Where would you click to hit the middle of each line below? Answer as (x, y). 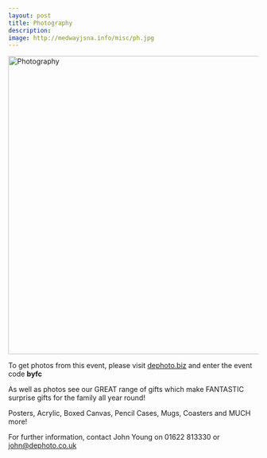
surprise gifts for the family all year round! (77, 398)
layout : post (30, 16)
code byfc (25, 374)
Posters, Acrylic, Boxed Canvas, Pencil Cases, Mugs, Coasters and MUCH (130, 413)
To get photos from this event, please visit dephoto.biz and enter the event (130, 366)
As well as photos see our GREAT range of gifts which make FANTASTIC (126, 390)
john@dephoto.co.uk (43, 445)
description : (30, 30)
